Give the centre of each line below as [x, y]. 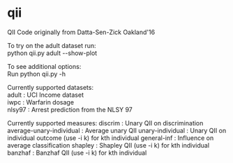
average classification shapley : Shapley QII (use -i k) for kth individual [108, 145]
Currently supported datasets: [51, 87]
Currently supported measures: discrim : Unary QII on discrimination [105, 123]
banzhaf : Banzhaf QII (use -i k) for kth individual [77, 153]
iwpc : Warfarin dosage [41, 102]
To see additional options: [44, 66]
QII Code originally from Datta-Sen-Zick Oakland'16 [81, 32]
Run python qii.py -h [37, 74]
